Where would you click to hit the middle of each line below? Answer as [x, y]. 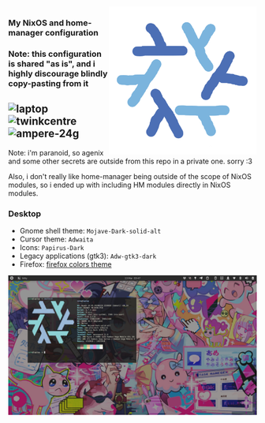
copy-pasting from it [49, 83]
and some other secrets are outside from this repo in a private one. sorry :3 [131, 161]
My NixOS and [36, 23]
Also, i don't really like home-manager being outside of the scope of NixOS [130, 176]
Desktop [25, 213]
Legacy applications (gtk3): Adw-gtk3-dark [88, 256]
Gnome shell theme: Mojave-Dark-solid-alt [90, 230]
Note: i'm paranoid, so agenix [56, 152]
